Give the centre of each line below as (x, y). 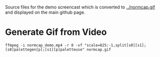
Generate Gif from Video (56, 32)
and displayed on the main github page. (45, 12)
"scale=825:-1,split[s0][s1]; (115, 45)
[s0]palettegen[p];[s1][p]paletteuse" (45, 49)
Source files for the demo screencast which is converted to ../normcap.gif (80, 7)
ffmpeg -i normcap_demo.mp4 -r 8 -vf (44, 45)
